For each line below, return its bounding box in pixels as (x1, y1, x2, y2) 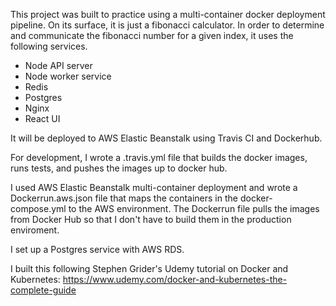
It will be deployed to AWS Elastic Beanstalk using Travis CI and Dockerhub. (10, 132, 323, 144)
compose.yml (10, 203, 67, 214)
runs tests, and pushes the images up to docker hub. (10, 162, 228, 174)
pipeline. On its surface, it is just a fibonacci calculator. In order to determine (10, 19, 325, 31)
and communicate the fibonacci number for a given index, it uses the (10, 30, 294, 41)
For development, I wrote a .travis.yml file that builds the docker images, (10, 152, 308, 163)
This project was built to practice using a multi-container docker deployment (10, 9, 326, 20)
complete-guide (10, 284, 77, 296)
